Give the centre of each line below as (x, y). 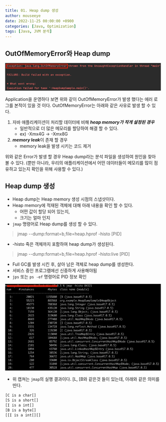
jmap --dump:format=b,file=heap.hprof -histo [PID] (69, 234)
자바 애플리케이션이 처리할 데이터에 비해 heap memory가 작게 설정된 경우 (83, 122)
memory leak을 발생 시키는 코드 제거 (55, 146)
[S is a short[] (22, 400)
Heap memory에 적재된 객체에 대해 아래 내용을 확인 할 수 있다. (73, 205)
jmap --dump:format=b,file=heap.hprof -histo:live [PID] (73, 254)
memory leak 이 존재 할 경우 (40, 140)
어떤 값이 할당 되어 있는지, (45, 211)
